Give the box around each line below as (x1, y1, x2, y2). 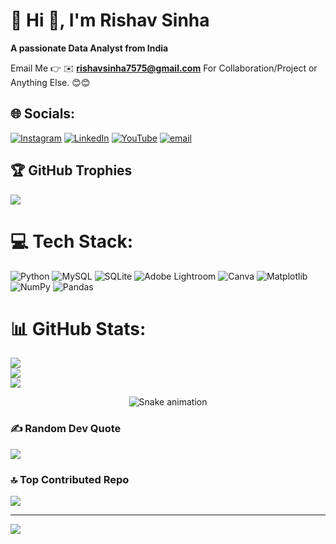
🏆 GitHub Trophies (10, 162, 133, 179)
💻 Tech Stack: (10, 230, 134, 253)
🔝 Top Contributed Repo (10, 472, 130, 486)
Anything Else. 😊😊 (10, 76, 91, 88)
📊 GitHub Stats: (10, 317, 147, 340)
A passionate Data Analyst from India (10, 42, 169, 54)
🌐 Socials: (10, 105, 76, 123)
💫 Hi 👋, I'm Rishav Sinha (10, 9, 210, 32)
